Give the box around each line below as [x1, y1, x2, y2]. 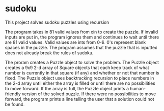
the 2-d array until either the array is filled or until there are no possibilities [5, 80, 156, 86]
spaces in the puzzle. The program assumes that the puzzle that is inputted [5, 44, 158, 50]
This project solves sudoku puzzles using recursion [5, 19, 109, 25]
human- [130, 85, 146, 91]
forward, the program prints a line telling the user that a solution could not [5, 96, 155, 102]
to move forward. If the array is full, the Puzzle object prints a [5, 85, 129, 91]
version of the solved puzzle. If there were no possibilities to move [22, 91, 156, 97]
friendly [5, 91, 21, 97]
